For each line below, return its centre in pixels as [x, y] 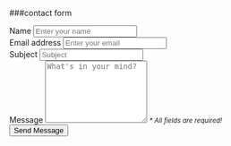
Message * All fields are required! [115, 120]
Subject [23, 54]
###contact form [41, 13]
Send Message [39, 130]
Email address [35, 43]
